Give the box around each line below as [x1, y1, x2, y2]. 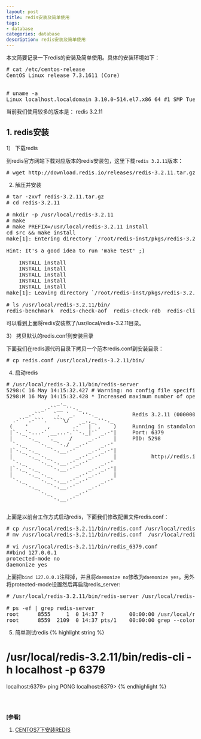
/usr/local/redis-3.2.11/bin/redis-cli [6, 650, 184, 664]
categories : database [6, 31, 60, 37]
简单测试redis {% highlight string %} [14, 628, 105, 636]
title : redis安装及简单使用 [6, 14, 70, 20]
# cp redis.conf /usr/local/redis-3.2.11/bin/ [6, 357, 145, 363]
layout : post [6, 8, 39, 15]
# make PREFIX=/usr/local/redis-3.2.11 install [6, 223, 148, 230]
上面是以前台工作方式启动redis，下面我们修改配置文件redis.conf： [6, 513, 169, 520]
